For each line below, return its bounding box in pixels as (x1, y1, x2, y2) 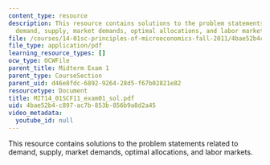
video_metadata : (8, 109, 63, 118)
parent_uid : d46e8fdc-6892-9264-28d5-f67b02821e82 (8, 79, 182, 87)
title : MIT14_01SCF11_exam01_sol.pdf (8, 94, 135, 102)
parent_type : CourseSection (8, 72, 103, 80)
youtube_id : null (15, 117, 74, 125)
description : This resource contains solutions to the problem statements (8, 19, 264, 27)
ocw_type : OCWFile (8, 57, 70, 65)
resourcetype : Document (8, 86, 88, 95)
